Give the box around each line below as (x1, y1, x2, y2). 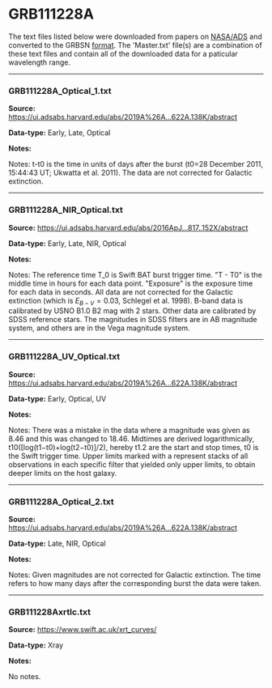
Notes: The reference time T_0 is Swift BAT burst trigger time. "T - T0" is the (8, 270, 263, 279)
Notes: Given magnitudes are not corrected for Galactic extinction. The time (8, 570, 261, 580)
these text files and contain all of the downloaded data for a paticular (8, 49, 239, 58)
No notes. (8, 672, 41, 682)
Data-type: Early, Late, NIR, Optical (8, 238, 127, 248)
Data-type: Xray (8, 640, 64, 650)
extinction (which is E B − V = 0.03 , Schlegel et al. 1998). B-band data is (8, 295, 244, 308)
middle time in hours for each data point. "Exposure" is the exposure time (8, 278, 253, 288)
